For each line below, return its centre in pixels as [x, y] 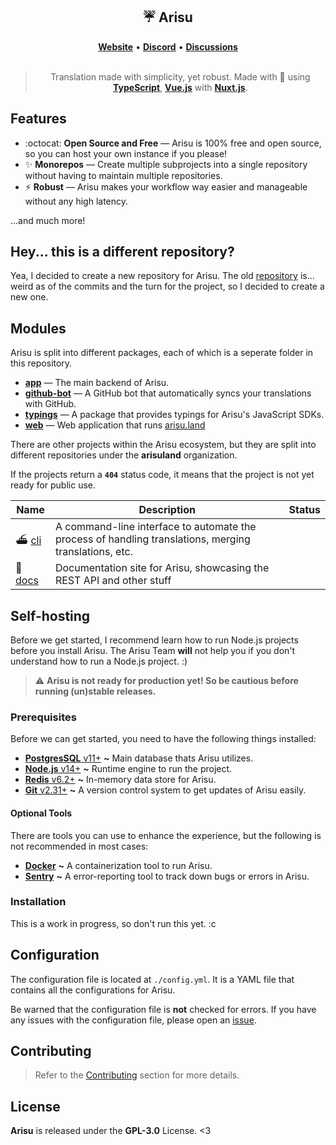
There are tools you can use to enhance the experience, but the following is [166, 835]
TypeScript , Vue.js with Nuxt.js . [180, 87]
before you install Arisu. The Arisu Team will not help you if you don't [153, 651]
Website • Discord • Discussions [168, 46]
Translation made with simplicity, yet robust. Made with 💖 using [180, 76]
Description [167, 510]
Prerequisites [43, 717]
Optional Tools [41, 813]
